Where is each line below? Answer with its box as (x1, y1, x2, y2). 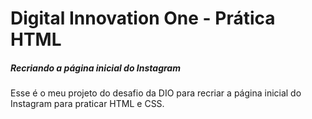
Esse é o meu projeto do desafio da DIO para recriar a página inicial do (10, 87, 302, 99)
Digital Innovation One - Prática (10, 7, 276, 30)
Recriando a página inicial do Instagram (10, 62, 181, 74)
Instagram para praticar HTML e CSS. (10, 98, 165, 110)
